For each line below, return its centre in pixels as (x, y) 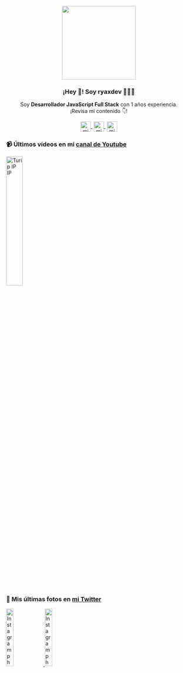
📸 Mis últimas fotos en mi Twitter (54, 599)
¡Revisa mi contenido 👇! (99, 111)
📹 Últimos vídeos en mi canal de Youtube (66, 144)
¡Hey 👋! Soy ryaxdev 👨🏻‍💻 (99, 91)
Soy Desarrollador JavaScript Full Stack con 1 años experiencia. (99, 105)
